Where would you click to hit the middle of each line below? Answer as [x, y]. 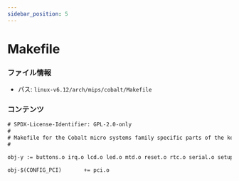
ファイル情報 [30, 72]
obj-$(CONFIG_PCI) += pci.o [59, 170]
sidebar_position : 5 [38, 14]
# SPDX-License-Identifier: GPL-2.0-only [70, 125]
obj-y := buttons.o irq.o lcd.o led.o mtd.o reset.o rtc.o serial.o [111, 157]
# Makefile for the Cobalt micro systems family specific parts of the [116, 138]
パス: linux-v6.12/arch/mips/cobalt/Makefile [85, 89]
